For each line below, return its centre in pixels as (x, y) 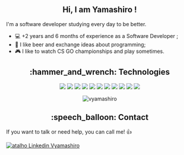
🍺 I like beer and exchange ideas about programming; (80, 45)
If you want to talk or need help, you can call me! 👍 (69, 132)
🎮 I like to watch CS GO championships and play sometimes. (90, 51)
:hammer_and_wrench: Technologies (100, 72)
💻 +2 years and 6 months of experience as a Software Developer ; (96, 36)
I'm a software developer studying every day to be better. (76, 24)
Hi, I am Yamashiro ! (100, 10)
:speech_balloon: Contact (100, 117)
